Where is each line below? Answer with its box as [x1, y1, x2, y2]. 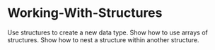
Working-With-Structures [7, 5, 163, 21]
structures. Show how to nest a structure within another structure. [7, 35, 199, 44]
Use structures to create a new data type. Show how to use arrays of [7, 28, 209, 37]
